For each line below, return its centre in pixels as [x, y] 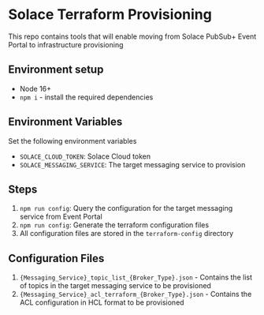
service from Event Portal [61, 217]
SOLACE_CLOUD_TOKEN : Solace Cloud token [85, 156]
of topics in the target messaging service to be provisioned [115, 286]
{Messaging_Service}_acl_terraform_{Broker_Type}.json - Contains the [136, 294]
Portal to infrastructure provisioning [66, 44]
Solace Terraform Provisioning [110, 15]
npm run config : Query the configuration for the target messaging [126, 208]
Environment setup [56, 70]
